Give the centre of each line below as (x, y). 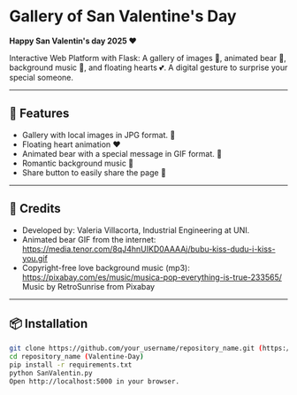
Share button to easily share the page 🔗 (94, 172)
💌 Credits (35, 209)
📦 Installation (49, 324)
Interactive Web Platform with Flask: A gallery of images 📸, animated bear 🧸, (148, 58)
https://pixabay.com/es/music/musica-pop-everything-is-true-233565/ (152, 277)
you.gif (35, 258)
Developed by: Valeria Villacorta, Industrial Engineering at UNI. (136, 230)
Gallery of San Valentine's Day (123, 16)
